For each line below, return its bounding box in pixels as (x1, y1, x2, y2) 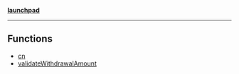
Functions (7, 33, 53, 45)
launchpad (7, 6, 41, 14)
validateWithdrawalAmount (17, 59, 97, 68)
